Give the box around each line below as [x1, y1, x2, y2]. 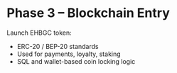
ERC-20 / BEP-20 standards [16, 42, 99, 50]
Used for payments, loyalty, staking [16, 50, 122, 58]
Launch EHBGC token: [6, 28, 72, 37]
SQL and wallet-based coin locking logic [16, 57, 136, 65]
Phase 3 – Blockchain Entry [6, 5, 170, 21]
